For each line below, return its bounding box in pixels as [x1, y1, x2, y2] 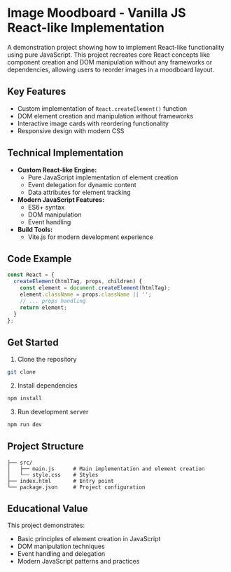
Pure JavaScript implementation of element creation [27, 173, 178, 182]
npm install [7, 395, 42, 402]
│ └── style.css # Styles [7, 471, 99, 478]
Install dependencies [17, 381, 78, 390]
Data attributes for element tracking [27, 188, 131, 196]
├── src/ [7, 459, 33, 466]
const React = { [7, 271, 55, 278]
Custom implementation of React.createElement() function [17, 104, 188, 113]
